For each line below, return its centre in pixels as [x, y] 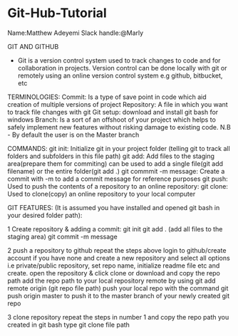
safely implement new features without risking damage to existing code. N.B [119, 127]
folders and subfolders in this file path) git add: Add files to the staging [111, 156]
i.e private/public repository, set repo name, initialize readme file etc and [114, 266]
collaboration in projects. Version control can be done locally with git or [122, 68]
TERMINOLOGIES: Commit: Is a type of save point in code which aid [107, 97]
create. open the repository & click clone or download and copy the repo [114, 273]
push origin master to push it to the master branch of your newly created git [119, 295]
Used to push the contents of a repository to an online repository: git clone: [118, 186]
